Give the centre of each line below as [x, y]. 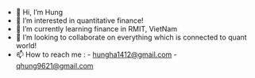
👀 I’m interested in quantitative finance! [80, 20]
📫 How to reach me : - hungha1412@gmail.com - [96, 54]
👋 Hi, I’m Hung [39, 12]
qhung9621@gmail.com [54, 66]
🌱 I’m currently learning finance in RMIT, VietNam [96, 29]
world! [26, 46]
